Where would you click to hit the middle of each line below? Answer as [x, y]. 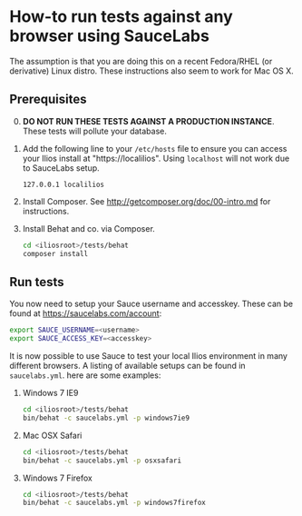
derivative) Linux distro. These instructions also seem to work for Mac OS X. [152, 71]
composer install [55, 253]
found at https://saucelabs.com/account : [86, 313]
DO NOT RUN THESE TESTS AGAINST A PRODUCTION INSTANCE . [148, 121]
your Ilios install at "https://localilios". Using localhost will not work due [156, 158]
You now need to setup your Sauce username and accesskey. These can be [151, 304]
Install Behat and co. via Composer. [89, 228]
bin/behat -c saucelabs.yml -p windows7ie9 [106, 418]
